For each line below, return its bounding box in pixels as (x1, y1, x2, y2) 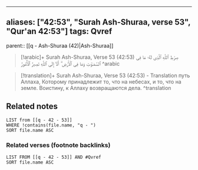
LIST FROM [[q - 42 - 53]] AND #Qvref (6, 154, 101, 160)
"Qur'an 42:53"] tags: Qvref (6, 26, 113, 36)
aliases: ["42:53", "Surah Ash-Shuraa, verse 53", (6, 17, 191, 27)
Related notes (6, 101, 58, 112)
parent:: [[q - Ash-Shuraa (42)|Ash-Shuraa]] (6, 42, 114, 49)
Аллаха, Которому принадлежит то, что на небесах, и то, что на (20, 78, 181, 85)
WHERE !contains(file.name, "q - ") (6, 122, 96, 128)
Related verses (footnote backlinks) (6, 141, 111, 149)
